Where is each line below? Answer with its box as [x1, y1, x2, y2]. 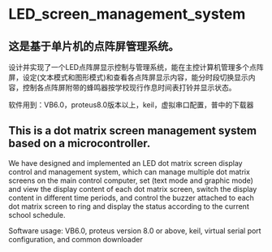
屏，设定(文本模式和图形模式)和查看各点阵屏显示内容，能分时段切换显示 [8, 72, 249, 82]
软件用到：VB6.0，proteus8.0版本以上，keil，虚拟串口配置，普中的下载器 [8, 100, 254, 110]
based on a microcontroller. [8, 137, 151, 150]
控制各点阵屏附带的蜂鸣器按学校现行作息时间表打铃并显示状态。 [22, 83, 236, 92]
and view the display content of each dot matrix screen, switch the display [8, 184, 257, 193]
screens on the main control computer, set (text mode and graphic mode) [8, 176, 254, 185]
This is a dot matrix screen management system [8, 124, 257, 138]
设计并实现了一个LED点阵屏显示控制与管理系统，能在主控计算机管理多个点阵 [8, 63, 264, 72]
